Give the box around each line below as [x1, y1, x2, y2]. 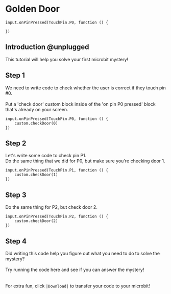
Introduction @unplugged [5, 43, 89, 52]
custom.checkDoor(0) [14, 120, 58, 126]
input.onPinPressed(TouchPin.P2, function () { [5, 214, 109, 219]
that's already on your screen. [5, 106, 68, 112]
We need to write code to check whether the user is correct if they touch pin [5, 85, 166, 91]
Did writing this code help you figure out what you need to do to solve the [5, 251, 160, 256]
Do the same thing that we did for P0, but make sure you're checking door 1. [5, 158, 165, 164]
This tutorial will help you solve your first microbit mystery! [5, 56, 129, 62]
